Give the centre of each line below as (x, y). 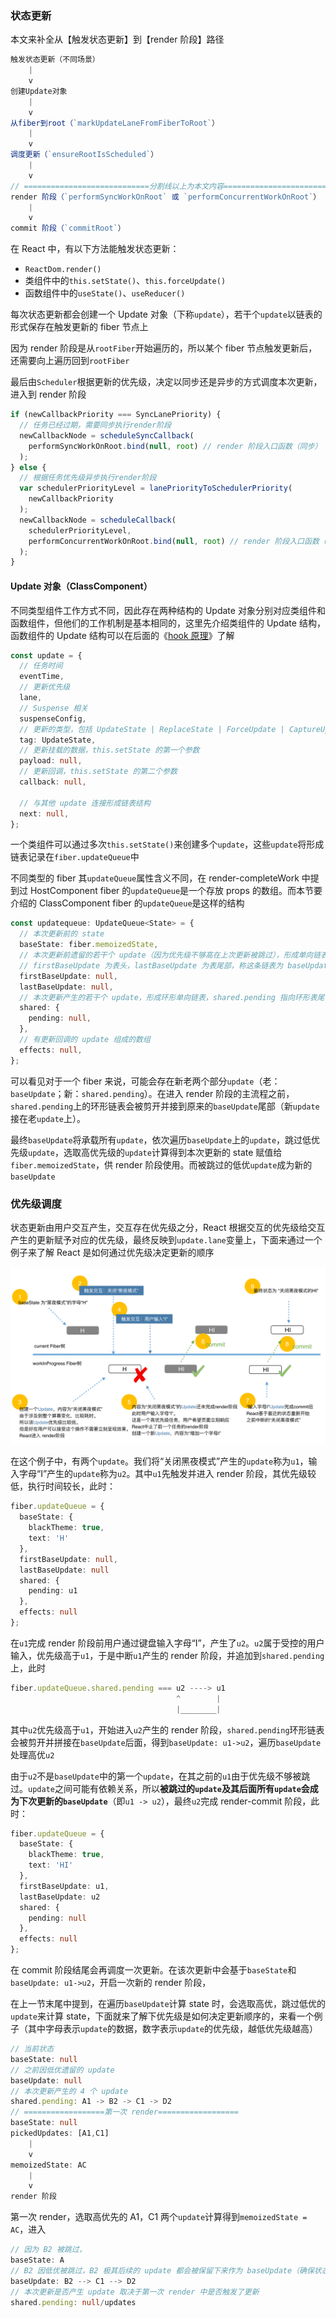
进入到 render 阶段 (48, 394)
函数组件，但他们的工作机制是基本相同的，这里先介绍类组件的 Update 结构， (168, 623)
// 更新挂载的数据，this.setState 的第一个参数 (109, 750)
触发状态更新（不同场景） (55, 60)
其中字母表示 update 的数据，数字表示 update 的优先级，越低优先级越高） (172, 2029)
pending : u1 (53, 1591)
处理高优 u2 (32, 1754)
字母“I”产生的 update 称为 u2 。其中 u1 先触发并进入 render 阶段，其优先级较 (167, 1474)
